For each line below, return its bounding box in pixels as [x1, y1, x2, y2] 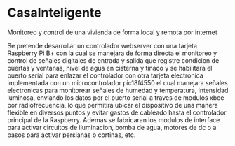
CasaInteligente [7, 5, 102, 21]
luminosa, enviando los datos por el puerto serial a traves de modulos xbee [7, 93, 224, 102]
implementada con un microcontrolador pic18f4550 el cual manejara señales [7, 78, 228, 87]
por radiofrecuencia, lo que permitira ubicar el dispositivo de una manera [7, 101, 219, 109]
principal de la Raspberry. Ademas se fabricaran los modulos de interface [7, 115, 220, 124]
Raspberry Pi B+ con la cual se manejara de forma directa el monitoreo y [7, 49, 217, 57]
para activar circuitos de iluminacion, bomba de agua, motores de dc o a [7, 123, 217, 131]
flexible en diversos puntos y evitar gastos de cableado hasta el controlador [7, 108, 227, 117]
